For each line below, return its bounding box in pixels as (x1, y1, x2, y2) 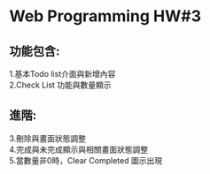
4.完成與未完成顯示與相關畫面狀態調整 (9, 144, 149, 155)
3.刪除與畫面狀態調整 (9, 132, 87, 143)
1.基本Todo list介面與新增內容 (9, 69, 116, 79)
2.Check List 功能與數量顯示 (9, 79, 113, 90)
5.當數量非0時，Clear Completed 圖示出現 (9, 155, 162, 165)
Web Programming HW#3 (9, 6, 202, 26)
